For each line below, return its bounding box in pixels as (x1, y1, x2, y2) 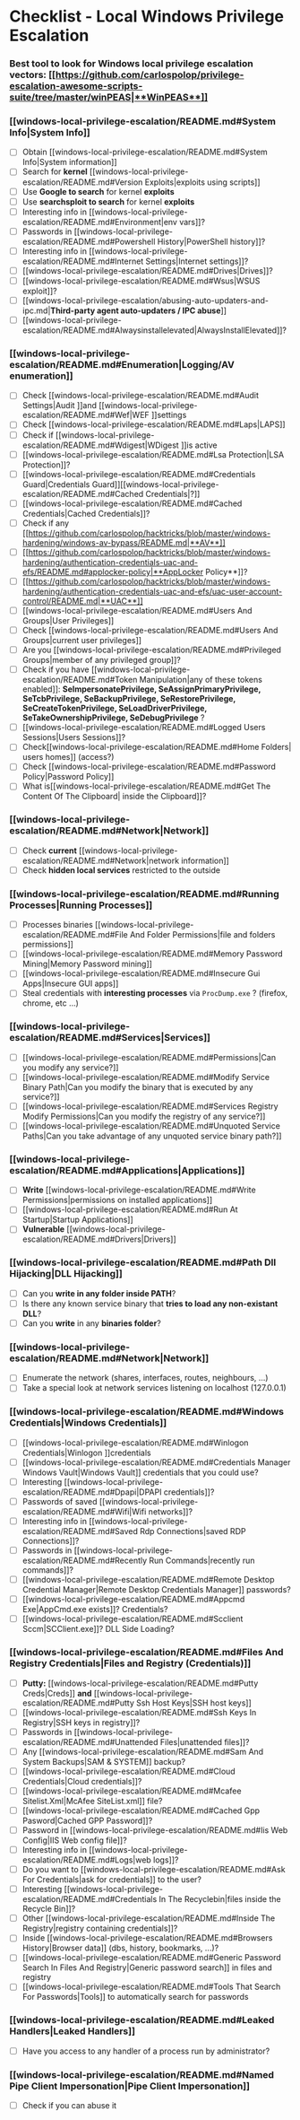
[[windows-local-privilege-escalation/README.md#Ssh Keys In (21, 1706, 257, 1717)
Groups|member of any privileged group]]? (21, 655, 181, 666)
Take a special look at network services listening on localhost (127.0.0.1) (21, 1383, 287, 1393)
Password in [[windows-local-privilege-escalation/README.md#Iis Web (21, 1824, 288, 1836)
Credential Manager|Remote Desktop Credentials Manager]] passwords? (21, 1584, 291, 1595)
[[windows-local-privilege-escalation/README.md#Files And (9, 1646, 284, 1659)
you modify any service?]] (21, 1061, 119, 1073)
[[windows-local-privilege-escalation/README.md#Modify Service (21, 1071, 270, 1082)
